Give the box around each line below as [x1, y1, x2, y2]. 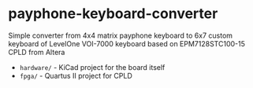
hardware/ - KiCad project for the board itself [19, 62, 166, 71]
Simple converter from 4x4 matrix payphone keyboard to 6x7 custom [8, 31, 233, 40]
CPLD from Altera [8, 47, 65, 57]
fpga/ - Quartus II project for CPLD [19, 71, 132, 80]
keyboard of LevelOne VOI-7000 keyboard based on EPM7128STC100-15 [8, 38, 246, 48]
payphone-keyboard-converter [8, 5, 218, 23]
